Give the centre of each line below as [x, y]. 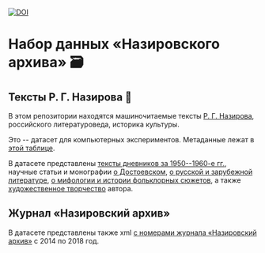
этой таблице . [32, 148]
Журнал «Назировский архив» [89, 213]
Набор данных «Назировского [114, 44]
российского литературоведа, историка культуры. [94, 124]
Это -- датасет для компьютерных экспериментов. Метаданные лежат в [131, 140]
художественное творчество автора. [71, 189]
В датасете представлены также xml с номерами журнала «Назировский [132, 232]
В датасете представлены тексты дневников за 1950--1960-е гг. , [117, 163]
